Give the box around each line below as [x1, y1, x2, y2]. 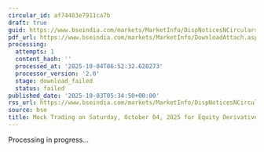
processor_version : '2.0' [15, 70, 101, 78]
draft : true [8, 19, 47, 27]
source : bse [8, 107, 47, 114]
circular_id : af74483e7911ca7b [8, 11, 111, 20]
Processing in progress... [8, 135, 89, 144]
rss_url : [8, 99, 37, 107]
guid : [8, 26, 26, 34]
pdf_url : [8, 33, 37, 42]
